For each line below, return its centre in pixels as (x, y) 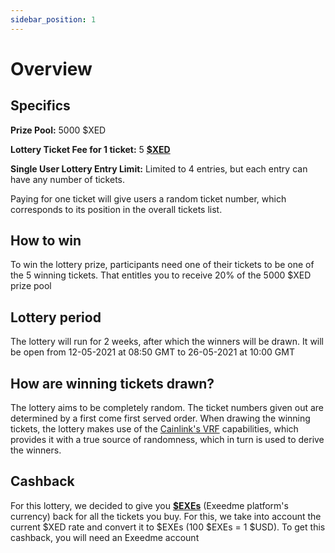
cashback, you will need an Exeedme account (105, 537)
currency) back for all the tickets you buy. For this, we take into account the (166, 516)
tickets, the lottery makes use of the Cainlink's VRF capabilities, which (154, 429)
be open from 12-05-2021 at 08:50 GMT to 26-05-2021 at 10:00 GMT (152, 352)
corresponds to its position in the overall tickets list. (116, 209)
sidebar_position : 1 (53, 19)
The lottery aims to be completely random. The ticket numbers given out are (167, 408)
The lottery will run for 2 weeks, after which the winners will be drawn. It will (167, 342)
